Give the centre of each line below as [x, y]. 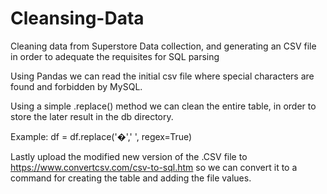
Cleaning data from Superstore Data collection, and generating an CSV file [163, 46]
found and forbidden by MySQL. [76, 86]
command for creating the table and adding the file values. [131, 178]
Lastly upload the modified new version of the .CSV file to [129, 156]
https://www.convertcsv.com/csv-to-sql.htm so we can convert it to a [154, 167]
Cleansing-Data [77, 18]
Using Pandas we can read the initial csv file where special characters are [162, 76]
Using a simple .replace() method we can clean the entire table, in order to [163, 106]
